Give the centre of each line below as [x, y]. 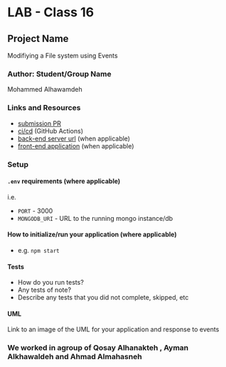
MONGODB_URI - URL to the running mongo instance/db [95, 218]
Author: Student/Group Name [59, 74]
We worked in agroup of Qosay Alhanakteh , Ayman [98, 348]
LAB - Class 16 [51, 12]
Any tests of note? [44, 290]
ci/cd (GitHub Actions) [50, 131]
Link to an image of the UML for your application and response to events [113, 329]
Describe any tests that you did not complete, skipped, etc [103, 297]
